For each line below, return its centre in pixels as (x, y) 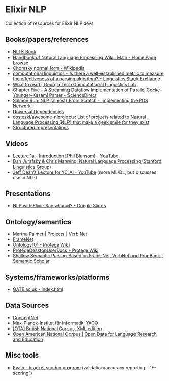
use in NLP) (25, 177)
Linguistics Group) (32, 167)
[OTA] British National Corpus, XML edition (57, 328)
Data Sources (27, 305)
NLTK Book (24, 51)
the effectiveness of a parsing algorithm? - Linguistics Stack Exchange (87, 79)
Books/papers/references (47, 39)
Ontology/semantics (38, 222)
